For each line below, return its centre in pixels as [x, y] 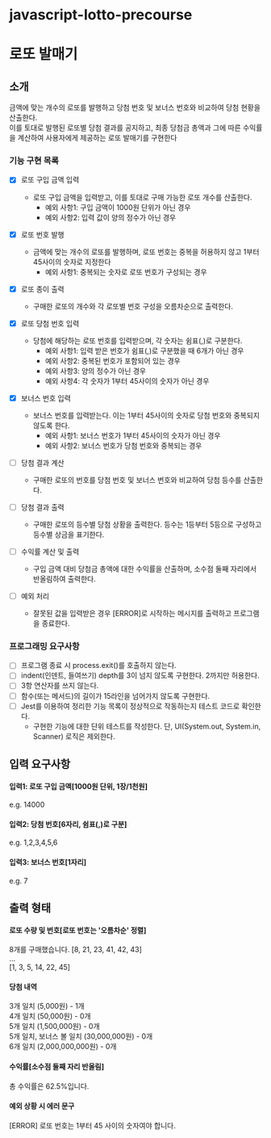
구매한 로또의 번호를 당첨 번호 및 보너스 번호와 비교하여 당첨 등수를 [137, 480]
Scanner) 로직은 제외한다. [74, 736]
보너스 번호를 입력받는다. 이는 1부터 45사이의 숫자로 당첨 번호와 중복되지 [146, 415]
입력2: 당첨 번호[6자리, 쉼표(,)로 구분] [68, 824]
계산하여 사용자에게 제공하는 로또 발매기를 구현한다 [97, 138]
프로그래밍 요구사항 [44, 646]
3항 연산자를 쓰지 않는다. [60, 686]
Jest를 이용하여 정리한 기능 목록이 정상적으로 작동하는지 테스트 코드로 [130, 706]
